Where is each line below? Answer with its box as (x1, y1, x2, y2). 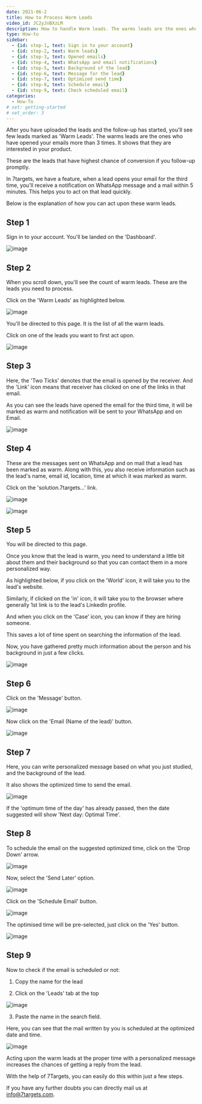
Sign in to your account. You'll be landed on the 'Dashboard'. (6, 233, 156, 241)
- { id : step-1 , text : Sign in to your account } (11, 43, 133, 49)
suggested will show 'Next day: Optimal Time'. (6, 811, 121, 818)
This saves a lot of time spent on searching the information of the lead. (6, 631, 182, 638)
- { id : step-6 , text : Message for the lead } (11, 71, 125, 77)
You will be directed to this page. (6, 541, 88, 548)
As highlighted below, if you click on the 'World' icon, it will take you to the (6, 577, 191, 584)
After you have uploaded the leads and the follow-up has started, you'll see (6, 126, 193, 133)
